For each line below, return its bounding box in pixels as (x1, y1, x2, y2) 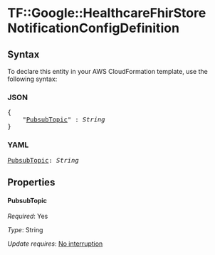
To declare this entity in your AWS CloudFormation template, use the (7, 67, 208, 75)
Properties (7, 176, 56, 188)
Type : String (7, 226, 43, 234)
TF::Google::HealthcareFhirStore (7, 5, 206, 21)
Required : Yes (7, 212, 48, 221)
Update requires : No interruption (7, 239, 103, 248)
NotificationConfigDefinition (7, 20, 180, 36)
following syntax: (7, 75, 58, 83)
